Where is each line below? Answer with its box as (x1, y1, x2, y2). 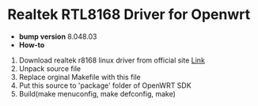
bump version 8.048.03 (18, 32, 97, 41)
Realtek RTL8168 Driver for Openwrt (7, 6, 251, 24)
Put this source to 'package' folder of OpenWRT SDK (18, 81, 192, 90)
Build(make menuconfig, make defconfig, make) (18, 89, 176, 98)
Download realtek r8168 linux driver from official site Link (18, 55, 205, 65)
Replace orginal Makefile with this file (18, 72, 142, 81)
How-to (18, 40, 45, 49)
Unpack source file (18, 63, 81, 73)
